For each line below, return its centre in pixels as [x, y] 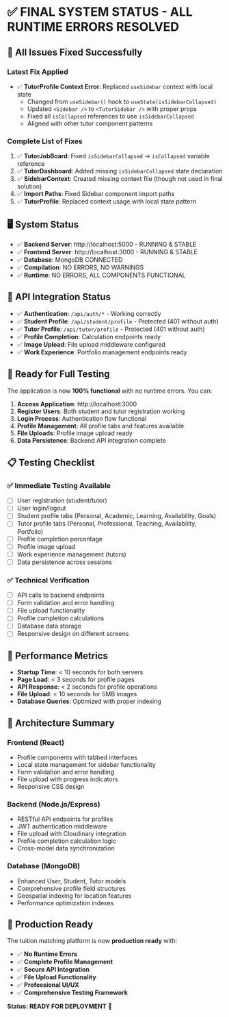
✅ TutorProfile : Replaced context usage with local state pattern [107, 201]
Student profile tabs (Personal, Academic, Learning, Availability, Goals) [117, 516]
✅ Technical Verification [49, 580]
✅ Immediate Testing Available [59, 485]
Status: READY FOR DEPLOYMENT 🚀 [60, 1006]
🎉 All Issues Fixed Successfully [75, 52]
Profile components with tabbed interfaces [77, 757]
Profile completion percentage [60, 539]
